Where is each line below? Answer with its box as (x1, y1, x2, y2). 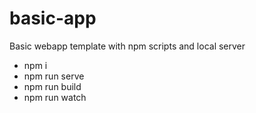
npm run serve (23, 70, 85, 82)
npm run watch (23, 91, 87, 103)
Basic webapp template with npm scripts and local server (9, 40, 246, 52)
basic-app (9, 7, 97, 30)
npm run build (23, 80, 82, 92)
